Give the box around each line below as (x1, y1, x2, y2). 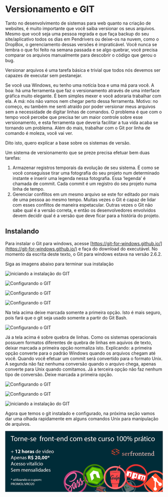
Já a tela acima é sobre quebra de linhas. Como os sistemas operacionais (5, 334, 157, 340)
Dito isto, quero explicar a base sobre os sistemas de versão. (5, 139, 131, 146)
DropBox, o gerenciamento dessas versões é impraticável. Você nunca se (5, 41, 157, 47)
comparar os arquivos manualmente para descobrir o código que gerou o (5, 52, 156, 58)
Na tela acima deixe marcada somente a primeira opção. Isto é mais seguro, (5, 309, 161, 315)
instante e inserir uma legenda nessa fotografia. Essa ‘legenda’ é (12, 175, 146, 181)
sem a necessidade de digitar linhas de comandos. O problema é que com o (5, 109, 162, 115)
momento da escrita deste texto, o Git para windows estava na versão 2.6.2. (5, 251, 162, 257)
